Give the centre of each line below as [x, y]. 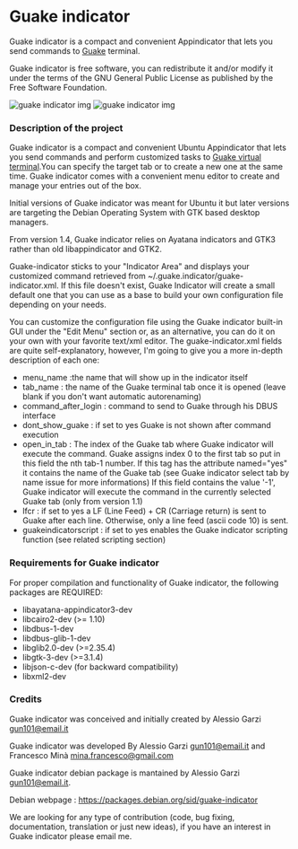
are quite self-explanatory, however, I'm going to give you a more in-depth [146, 351]
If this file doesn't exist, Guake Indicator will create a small [168, 285]
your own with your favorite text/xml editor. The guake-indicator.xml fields [146, 341]
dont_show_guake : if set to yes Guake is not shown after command [146, 425]
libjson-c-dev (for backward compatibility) [100, 667]
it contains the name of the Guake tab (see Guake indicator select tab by [156, 473]
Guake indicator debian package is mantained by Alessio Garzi [124, 773]
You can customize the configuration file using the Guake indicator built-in [146, 322]
